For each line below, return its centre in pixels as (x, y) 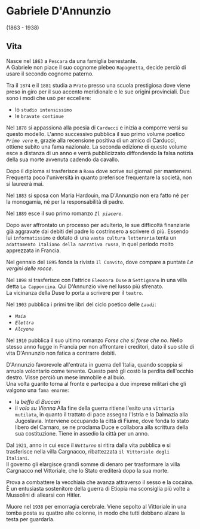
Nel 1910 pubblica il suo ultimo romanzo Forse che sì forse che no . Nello (95, 340)
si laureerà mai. (25, 183)
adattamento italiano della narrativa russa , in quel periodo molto (90, 244)
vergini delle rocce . (30, 268)
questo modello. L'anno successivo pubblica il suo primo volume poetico (96, 134)
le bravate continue (39, 116)
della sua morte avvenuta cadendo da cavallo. (63, 159)
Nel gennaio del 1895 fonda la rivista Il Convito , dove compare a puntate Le (100, 262)
